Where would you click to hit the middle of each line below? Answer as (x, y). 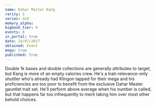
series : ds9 (17, 18)
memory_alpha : (19, 23)
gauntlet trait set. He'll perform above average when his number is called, (78, 89)
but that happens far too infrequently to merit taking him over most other (78, 94)
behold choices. (21, 100)
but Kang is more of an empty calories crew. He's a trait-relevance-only (77, 74)
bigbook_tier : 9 (21, 28)
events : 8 (15, 32)
